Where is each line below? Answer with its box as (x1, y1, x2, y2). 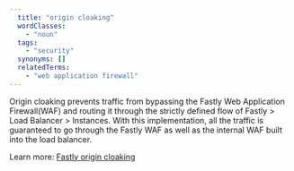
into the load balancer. (9, 133, 93, 144)
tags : (17, 38, 39, 47)
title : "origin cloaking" (17, 13, 115, 22)
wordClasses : (17, 21, 67, 30)
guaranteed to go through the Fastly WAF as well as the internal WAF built (9, 124, 283, 135)
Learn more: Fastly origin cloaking (9, 151, 136, 162)
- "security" (25, 47, 75, 56)
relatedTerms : (17, 64, 70, 73)
